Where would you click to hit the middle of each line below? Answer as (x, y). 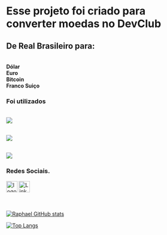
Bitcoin (15, 79)
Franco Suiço (23, 86)
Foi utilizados (26, 101)
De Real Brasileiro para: (51, 46)
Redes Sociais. (28, 171)
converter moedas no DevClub (84, 24)
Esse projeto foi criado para (76, 11)
